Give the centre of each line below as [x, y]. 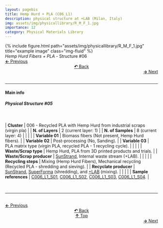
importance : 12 [20, 28]
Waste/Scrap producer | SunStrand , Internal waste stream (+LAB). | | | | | [78, 156]
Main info [15, 92]
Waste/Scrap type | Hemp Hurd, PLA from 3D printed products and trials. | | [81, 151]
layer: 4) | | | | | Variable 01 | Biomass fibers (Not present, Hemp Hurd [74, 135]
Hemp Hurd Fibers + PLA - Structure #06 [46, 56]
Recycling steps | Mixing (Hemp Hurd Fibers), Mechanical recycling [73, 161]
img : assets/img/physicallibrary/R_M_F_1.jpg [52, 23]
